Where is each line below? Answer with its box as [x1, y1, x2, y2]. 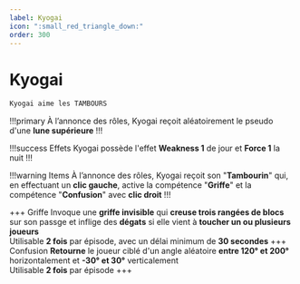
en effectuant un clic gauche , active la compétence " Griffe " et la [9, 180, 252, 191]
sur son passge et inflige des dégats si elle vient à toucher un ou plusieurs [9, 217, 292, 228]
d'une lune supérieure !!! [9, 125, 103, 136]
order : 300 [9, 30, 51, 39]
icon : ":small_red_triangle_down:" [9, 22, 144, 31]
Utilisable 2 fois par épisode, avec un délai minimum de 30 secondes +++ [9, 236, 287, 247]
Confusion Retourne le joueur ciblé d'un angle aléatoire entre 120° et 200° [9, 246, 290, 257]
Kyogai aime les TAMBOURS [9, 99, 107, 109]
